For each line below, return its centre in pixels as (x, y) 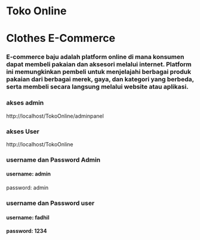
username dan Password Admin (53, 159)
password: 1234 (27, 231)
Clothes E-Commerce (61, 39)
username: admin (28, 174)
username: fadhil (28, 217)
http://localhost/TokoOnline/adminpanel (55, 116)
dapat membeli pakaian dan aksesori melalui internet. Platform (99, 64)
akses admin (25, 103)
